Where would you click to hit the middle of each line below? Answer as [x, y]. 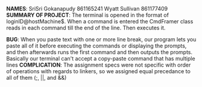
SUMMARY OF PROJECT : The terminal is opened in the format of [87, 15]
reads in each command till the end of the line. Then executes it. [86, 28]
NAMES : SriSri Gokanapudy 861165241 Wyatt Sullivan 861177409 [87, 9]
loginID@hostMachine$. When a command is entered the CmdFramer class [100, 21]
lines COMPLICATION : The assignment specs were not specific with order [99, 65]
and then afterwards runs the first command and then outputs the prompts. [99, 52]
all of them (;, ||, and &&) [36, 78]
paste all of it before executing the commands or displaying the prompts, [96, 46]
